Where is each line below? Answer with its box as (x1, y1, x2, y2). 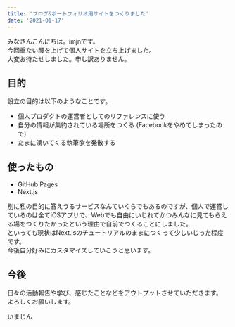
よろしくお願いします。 (7, 297, 75, 306)
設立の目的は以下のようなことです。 (7, 97, 112, 105)
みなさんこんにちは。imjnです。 (7, 37, 99, 46)
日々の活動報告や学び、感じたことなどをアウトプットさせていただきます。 (7, 288, 223, 297)
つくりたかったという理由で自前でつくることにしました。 (25, 219, 192, 229)
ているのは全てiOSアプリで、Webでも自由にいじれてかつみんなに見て (7, 211, 209, 219)
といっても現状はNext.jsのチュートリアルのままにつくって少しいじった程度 (7, 229, 224, 237)
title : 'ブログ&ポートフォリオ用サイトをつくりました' (7, 10, 149, 18)
